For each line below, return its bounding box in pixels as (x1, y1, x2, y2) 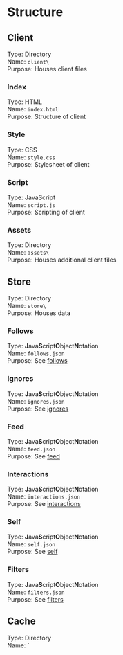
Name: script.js (7, 200, 56, 208)
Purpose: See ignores (7, 404, 69, 413)
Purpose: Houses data (7, 309, 71, 317)
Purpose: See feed (7, 451, 61, 460)
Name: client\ (7, 57, 50, 66)
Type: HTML (7, 98, 43, 106)
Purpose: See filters (7, 595, 64, 603)
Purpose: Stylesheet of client (7, 160, 90, 168)
